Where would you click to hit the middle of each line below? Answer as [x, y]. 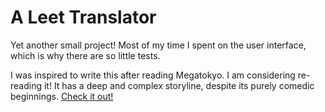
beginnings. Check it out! [62, 96]
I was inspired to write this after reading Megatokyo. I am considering [153, 75]
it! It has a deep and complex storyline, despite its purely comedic [179, 85]
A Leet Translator [83, 17]
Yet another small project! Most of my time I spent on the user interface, [158, 45]
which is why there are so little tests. [85, 55]
